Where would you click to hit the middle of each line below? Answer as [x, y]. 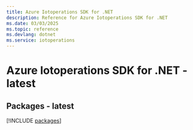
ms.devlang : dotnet [31, 35]
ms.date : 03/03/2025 [33, 23]
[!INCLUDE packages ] [34, 121]
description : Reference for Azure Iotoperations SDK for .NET [87, 18]
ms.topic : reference [33, 29]
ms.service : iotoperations [41, 40]
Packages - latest [40, 106]
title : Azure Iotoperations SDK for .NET [60, 12]
